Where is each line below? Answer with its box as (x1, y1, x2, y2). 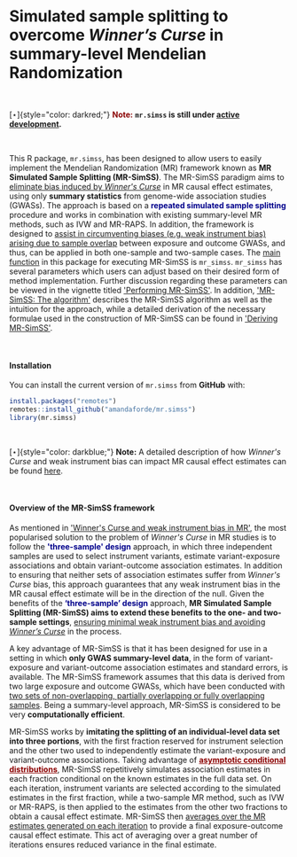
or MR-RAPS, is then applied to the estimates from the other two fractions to (9, 801, 288, 812)
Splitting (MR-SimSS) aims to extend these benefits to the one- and (9, 607, 262, 618)
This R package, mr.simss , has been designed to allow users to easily (9, 152, 262, 163)
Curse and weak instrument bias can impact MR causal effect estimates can (9, 456, 286, 466)
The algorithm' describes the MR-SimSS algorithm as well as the (36, 294, 273, 305)
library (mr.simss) (9, 413, 77, 422)
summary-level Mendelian (9, 44, 207, 64)
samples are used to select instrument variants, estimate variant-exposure (9, 550, 281, 561)
